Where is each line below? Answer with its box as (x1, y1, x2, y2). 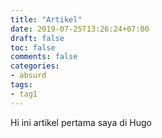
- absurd (10, 71, 47, 81)
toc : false (10, 42, 56, 53)
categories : (10, 61, 60, 71)
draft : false (10, 33, 65, 43)
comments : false (10, 52, 78, 62)
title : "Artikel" (10, 14, 83, 25)
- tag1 (10, 89, 38, 99)
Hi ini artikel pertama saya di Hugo (10, 116, 152, 128)
